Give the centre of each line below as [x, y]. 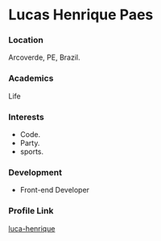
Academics [31, 78]
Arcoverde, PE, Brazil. [44, 57]
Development [35, 172]
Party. [30, 143]
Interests [26, 117]
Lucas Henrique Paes [81, 15]
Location [26, 40]
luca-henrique [32, 228]
